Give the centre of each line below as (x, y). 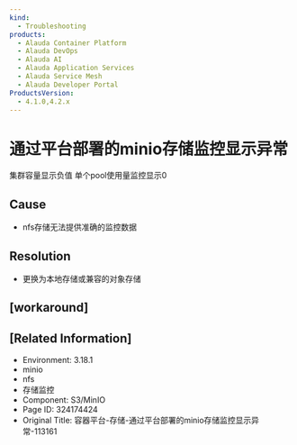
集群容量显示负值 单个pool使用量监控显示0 (88, 176)
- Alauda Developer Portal (68, 85)
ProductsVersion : (42, 93)
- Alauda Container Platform (72, 43)
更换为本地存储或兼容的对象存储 (81, 278)
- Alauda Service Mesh (60, 77)
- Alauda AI (40, 59)
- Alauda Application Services (76, 68)
